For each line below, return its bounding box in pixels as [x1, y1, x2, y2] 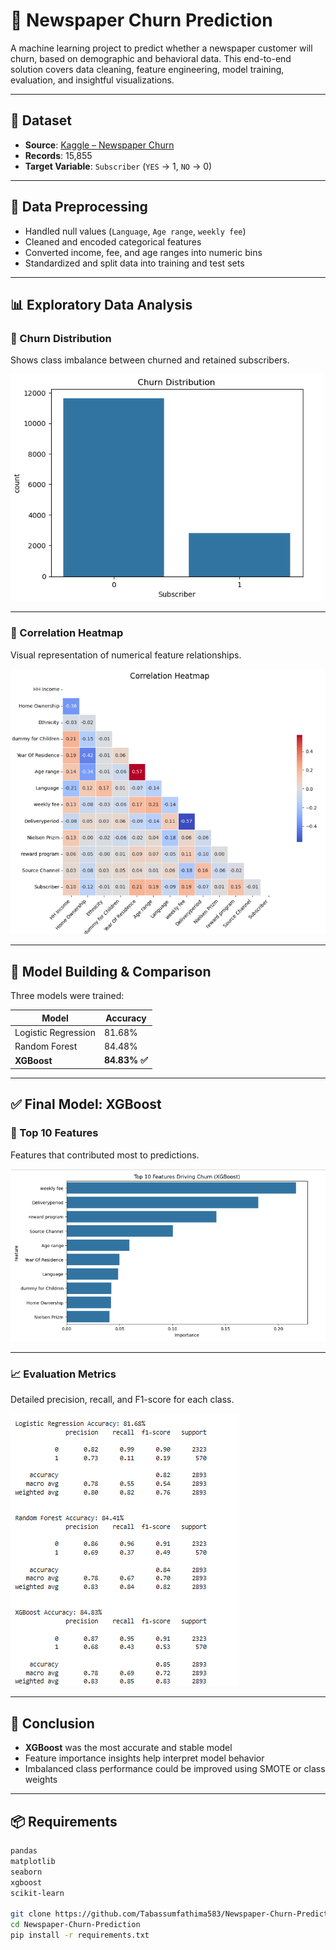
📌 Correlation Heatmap [10, 626, 124, 640]
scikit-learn [10, 1888, 65, 1898]
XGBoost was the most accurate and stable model [24, 1742, 233, 1754]
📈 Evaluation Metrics [10, 1367, 117, 1381]
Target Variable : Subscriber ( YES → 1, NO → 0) [24, 160, 213, 172]
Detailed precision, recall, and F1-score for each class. [10, 1394, 235, 1406]
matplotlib [10, 1856, 56, 1866]
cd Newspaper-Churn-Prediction [10, 1920, 141, 1930]
